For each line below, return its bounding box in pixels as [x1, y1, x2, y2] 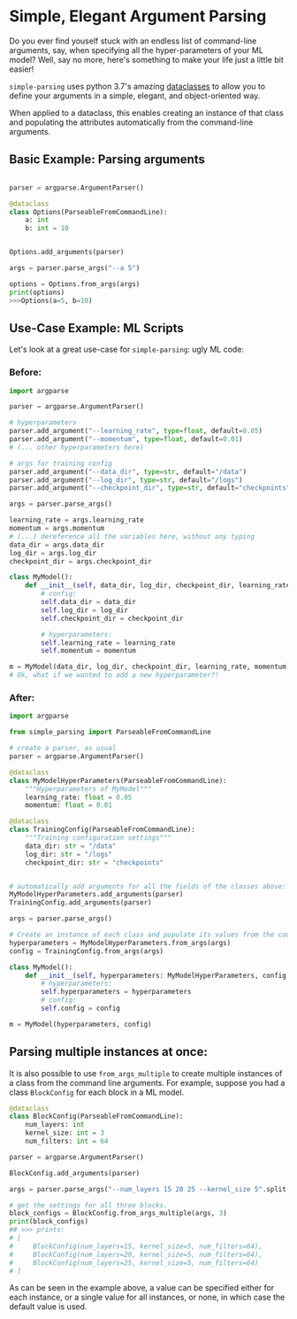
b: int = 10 [25, 224, 69, 233]
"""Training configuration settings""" [25, 834, 172, 842]
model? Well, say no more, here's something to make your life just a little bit [9, 54, 285, 65]
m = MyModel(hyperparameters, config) [9, 1020, 152, 1028]
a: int [25, 215, 49, 225]
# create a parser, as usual [9, 744, 117, 753]
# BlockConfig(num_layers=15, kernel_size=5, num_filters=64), [9, 1242, 263, 1251]
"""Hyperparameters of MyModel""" [25, 784, 152, 794]
